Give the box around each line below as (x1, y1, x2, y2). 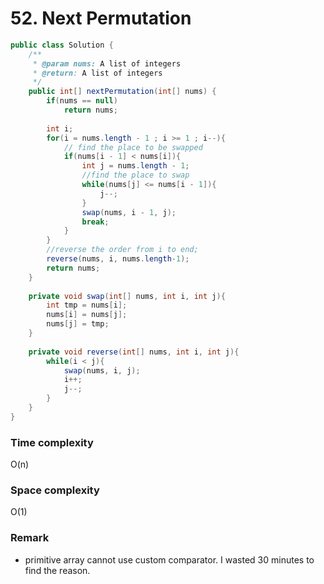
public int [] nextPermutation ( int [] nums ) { (28, 87, 217, 97)
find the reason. (24, 564, 91, 576)
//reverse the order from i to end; (46, 245, 199, 255)
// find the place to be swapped (63, 142, 203, 152)
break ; (81, 217, 110, 227)
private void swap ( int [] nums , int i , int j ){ (28, 291, 226, 301)
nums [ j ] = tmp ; (46, 319, 110, 329)
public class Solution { (10, 40, 114, 50)
